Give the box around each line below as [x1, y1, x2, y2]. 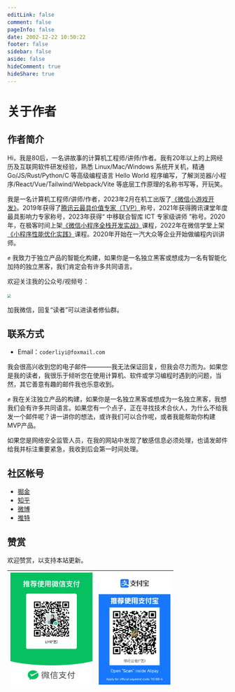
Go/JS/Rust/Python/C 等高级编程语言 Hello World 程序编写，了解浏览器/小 [7, 171, 220, 179]
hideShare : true [7, 70, 55, 77]
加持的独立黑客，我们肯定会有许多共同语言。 [7, 262, 136, 270]
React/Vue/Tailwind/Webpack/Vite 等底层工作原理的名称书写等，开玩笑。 [15, 179, 227, 188]
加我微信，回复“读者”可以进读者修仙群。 [7, 305, 124, 314]
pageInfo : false [7, 26, 55, 33]
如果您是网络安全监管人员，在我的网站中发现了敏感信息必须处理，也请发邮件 [7, 436, 228, 445]
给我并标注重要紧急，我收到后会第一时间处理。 [7, 445, 142, 453]
